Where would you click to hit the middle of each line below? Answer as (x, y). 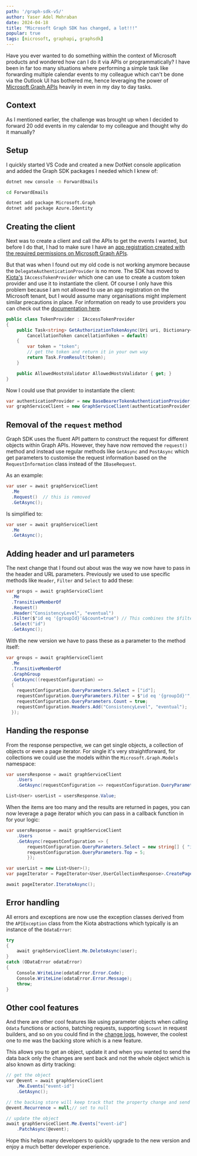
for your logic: (23, 820)
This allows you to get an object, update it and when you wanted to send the (98, 1052)
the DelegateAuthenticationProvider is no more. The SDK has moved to (93, 270)
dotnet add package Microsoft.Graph (51, 203)
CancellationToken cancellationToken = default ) (88, 336)
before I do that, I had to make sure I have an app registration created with (96, 247)
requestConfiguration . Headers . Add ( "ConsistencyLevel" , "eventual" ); (102, 707)
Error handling (33, 903)
